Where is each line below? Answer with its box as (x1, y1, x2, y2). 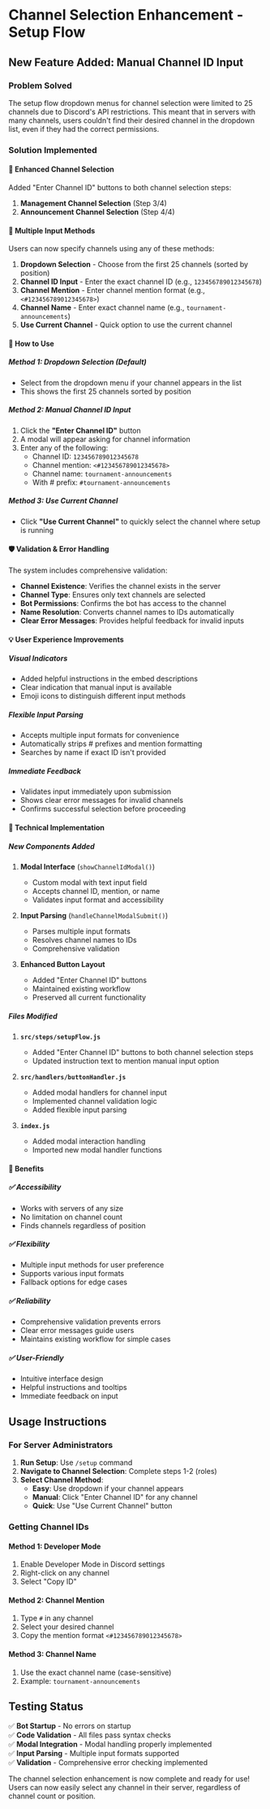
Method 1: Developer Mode (8, 1541, 101, 1551)
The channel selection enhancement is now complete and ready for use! (8, 1774, 250, 1784)
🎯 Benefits (8, 1163, 45, 1173)
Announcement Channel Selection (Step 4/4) (19, 207, 176, 216)
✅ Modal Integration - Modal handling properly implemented (8, 1739, 212, 1750)
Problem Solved (8, 80, 73, 91)
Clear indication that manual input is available (19, 682, 172, 692)
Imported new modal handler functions (32, 1144, 162, 1154)
